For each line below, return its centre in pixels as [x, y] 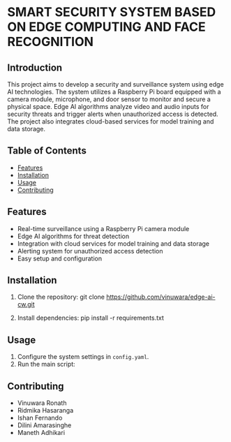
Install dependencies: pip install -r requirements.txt [90, 318]
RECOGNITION [51, 42]
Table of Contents [47, 151]
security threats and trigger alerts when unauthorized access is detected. [113, 114]
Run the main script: [46, 364]
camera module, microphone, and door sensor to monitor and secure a [109, 99]
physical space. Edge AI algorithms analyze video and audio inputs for [108, 106]
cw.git [26, 304]
